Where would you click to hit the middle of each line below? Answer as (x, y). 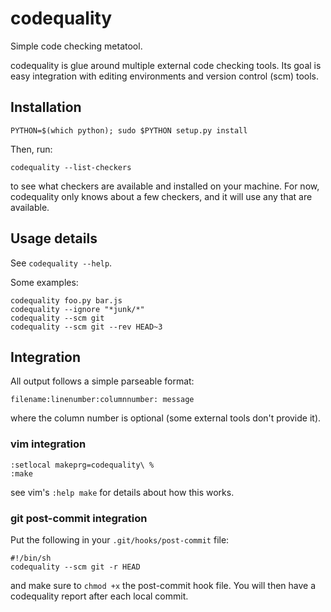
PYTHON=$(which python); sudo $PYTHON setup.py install (129, 130)
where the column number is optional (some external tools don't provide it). (166, 418)
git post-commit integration (79, 518)
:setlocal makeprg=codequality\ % (82, 465)
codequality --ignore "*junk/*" (77, 309)
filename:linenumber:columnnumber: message (102, 400)
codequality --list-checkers (71, 167)
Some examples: (44, 282)
